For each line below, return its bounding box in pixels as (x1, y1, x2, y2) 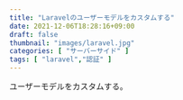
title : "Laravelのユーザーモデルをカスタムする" (9, 13, 175, 23)
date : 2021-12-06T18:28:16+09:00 (9, 22, 135, 31)
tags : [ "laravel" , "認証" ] (9, 55, 113, 64)
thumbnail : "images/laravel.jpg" (9, 38, 135, 48)
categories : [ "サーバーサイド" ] (9, 47, 129, 56)
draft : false (9, 30, 59, 39)
